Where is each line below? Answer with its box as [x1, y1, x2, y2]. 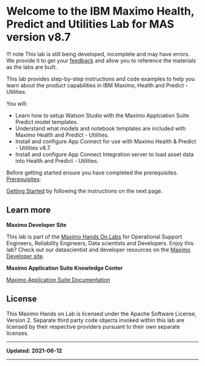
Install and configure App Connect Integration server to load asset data [15, 151, 194, 158]
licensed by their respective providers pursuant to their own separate [6, 323, 180, 330]
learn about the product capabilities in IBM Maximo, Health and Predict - [6, 81, 188, 89]
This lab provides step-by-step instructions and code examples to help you [6, 75, 195, 82]
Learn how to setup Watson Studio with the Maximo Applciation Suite [15, 112, 189, 119]
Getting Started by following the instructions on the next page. [6, 187, 163, 195]
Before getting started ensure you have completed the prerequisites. [6, 169, 179, 176]
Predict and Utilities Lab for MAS [6, 17, 174, 31]
